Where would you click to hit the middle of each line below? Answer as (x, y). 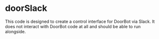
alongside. (16, 31)
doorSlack (26, 8)
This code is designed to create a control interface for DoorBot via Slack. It (80, 21)
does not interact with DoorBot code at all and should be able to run (73, 26)
